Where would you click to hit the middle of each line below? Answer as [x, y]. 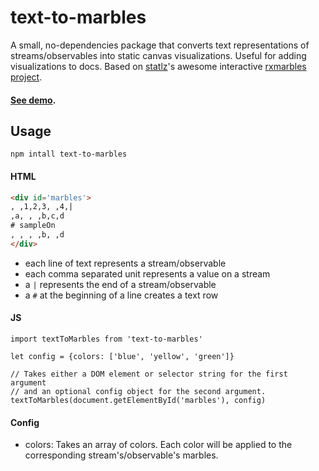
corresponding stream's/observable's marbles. [121, 455]
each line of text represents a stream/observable [125, 263]
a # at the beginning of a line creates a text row [121, 295]
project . [26, 77]
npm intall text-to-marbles [69, 154]
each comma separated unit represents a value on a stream [147, 273]
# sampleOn [33, 226]
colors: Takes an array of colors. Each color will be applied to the [158, 445]
